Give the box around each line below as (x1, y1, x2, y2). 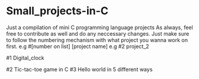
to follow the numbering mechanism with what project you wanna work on (6, 36, 188, 43)
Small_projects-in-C (6, 4, 109, 18)
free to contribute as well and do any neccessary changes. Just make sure (6, 30, 189, 37)
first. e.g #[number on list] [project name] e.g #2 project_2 (6, 43, 150, 50)
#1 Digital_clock (6, 54, 45, 61)
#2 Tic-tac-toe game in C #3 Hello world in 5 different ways (6, 65, 153, 72)
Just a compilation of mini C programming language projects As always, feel (6, 24, 194, 31)
